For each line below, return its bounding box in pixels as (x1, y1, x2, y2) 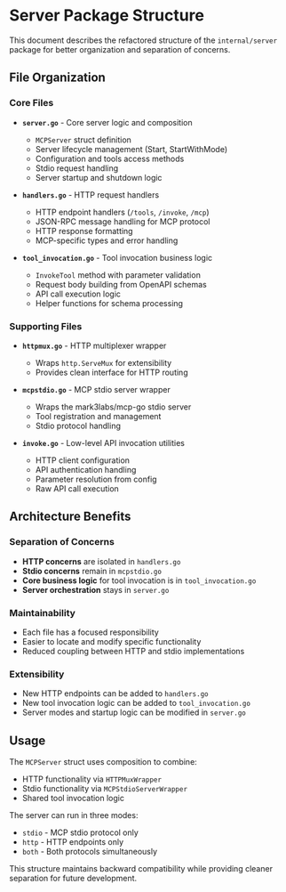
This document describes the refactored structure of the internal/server (9, 35, 278, 45)
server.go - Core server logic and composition (21, 117, 193, 127)
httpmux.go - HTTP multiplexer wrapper (21, 340, 167, 351)
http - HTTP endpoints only (21, 837, 124, 847)
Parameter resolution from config (35, 474, 157, 484)
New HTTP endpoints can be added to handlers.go (21, 688, 209, 699)
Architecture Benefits (9, 509, 131, 524)
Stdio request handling (35, 162, 119, 174)
